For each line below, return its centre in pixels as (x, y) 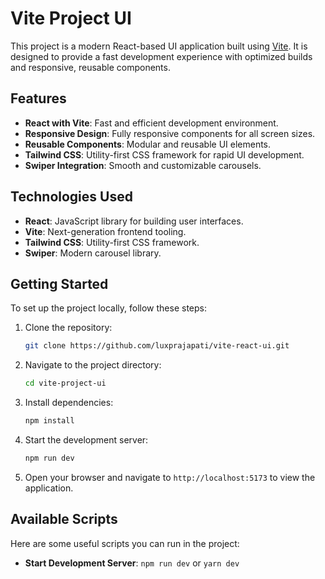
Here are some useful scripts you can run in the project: (125, 543)
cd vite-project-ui (65, 383)
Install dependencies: (69, 403)
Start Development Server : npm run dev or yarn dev (132, 563)
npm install (49, 421)
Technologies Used (71, 197)
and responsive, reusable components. (90, 67)
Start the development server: (86, 440)
